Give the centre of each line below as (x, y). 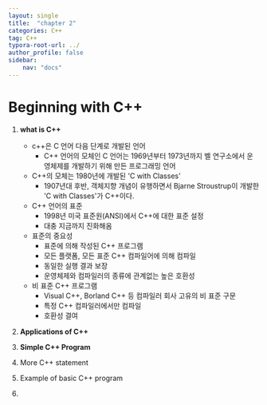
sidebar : (23, 61)
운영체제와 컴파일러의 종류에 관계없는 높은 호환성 (119, 276)
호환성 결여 (61, 316)
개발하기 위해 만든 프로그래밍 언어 (124, 165)
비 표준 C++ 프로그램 (65, 285)
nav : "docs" (42, 68)
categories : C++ (35, 30)
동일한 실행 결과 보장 (76, 265)
